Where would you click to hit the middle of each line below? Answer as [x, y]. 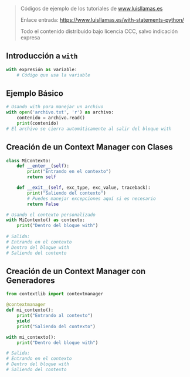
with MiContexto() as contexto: [45, 220]
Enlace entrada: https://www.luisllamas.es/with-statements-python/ [102, 20]
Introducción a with [42, 56]
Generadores [30, 280]
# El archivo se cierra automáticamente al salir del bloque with [89, 129]
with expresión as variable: [42, 69]
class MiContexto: [28, 161]
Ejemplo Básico [35, 93]
